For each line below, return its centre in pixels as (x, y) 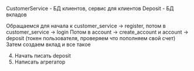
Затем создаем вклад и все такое (48, 44)
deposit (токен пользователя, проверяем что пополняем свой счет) (91, 38)
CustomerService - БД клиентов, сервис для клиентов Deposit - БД (90, 8)
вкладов (17, 15)
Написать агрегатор (40, 62)
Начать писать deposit (43, 56)
